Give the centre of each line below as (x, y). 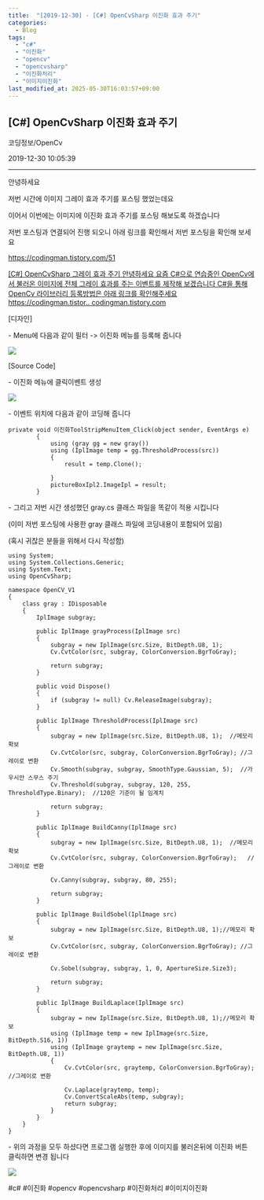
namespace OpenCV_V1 (42, 591)
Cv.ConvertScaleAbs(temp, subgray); (124, 1097)
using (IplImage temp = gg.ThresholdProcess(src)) (135, 451)
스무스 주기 (43, 778)
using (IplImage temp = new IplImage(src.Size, (130, 1034)
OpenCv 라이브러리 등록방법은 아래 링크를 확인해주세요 (93, 294)
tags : (17, 37)
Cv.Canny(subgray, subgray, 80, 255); (114, 880)
